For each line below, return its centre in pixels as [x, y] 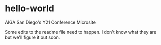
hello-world [30, 9]
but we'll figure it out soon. [33, 37]
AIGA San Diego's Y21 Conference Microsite [51, 22]
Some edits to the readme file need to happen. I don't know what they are [81, 32]
